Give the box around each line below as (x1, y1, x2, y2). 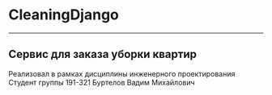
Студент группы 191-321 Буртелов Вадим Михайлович (8, 77, 196, 87)
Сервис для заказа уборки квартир (8, 47, 197, 61)
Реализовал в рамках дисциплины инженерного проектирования (8, 68, 236, 78)
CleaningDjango (8, 6, 120, 24)
